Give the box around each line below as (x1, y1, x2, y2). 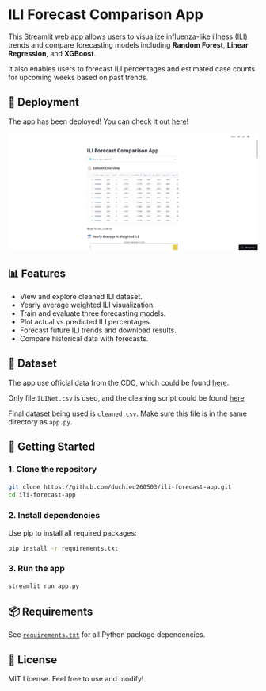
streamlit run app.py (8, 582, 80, 590)
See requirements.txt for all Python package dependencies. (8, 630, 206, 639)
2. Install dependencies (8, 510, 101, 521)
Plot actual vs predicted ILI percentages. (19, 317, 152, 327)
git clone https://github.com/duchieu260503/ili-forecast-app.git (8, 482, 232, 491)
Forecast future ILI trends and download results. (19, 325, 177, 335)
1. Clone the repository (8, 464, 97, 475)
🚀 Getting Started (8, 440, 96, 454)
